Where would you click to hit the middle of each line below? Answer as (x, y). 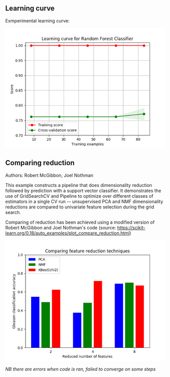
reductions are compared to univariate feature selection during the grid (80, 207)
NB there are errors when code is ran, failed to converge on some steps (81, 369)
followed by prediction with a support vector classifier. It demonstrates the (83, 191)
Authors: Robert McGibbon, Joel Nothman (49, 175)
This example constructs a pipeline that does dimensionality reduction (79, 185)
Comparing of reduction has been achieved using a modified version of (80, 222)
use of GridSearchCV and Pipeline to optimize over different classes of (79, 196)
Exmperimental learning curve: (37, 20)
